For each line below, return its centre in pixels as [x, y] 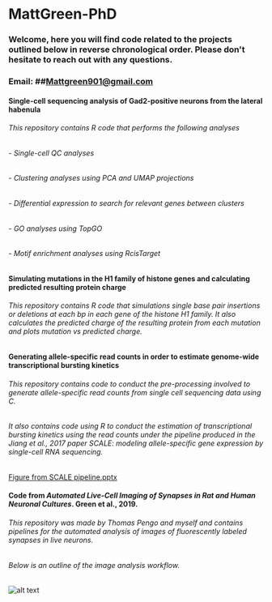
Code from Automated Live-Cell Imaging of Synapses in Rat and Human [132, 496]
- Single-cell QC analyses [51, 153]
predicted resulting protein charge [68, 287]
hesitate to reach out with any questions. [90, 60]
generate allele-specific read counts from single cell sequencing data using [135, 392]
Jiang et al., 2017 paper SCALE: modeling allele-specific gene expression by [136, 443]
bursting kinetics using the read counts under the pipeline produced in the [132, 435]
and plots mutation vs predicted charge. [76, 331]
